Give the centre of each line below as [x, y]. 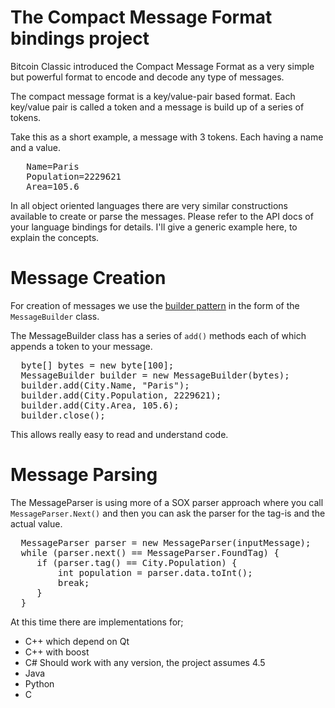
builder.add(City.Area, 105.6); [100, 405]
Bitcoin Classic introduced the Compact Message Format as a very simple [162, 66]
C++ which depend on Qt [77, 641]
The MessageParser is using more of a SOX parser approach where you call [167, 502]
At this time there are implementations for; [97, 622]
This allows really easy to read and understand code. [119, 434]
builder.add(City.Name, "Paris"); [105, 385]
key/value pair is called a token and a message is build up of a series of [157, 107]
